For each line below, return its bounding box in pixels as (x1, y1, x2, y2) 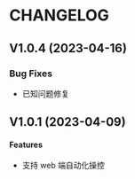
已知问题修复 (21, 88, 69, 98)
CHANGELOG (9, 5, 109, 26)
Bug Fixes (9, 67, 53, 80)
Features (9, 139, 43, 150)
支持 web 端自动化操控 (21, 160, 105, 171)
